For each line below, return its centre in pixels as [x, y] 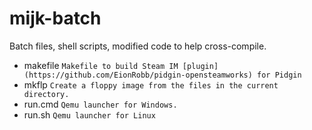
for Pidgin [279, 75]
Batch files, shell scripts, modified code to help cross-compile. [138, 46]
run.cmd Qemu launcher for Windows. [100, 104]
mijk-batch [55, 18]
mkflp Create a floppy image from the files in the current [151, 84]
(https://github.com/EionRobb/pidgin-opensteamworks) [138, 75]
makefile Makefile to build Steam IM [101, 65]
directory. [46, 94]
